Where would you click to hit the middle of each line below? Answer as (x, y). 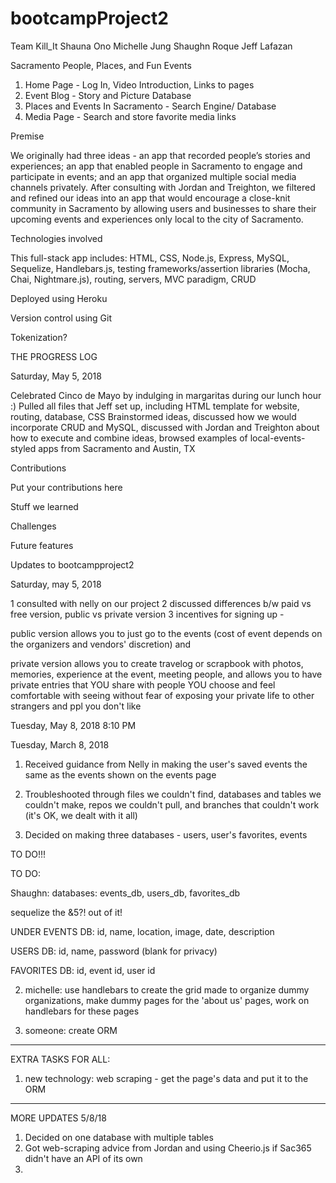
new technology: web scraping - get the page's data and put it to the (166, 1078)
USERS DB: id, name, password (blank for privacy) (114, 951)
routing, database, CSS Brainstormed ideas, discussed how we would (153, 416)
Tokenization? (39, 337)
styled (23, 448)
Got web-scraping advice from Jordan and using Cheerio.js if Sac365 (168, 1148)
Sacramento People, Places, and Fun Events (101, 65)
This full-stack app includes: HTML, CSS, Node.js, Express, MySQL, (150, 258)
